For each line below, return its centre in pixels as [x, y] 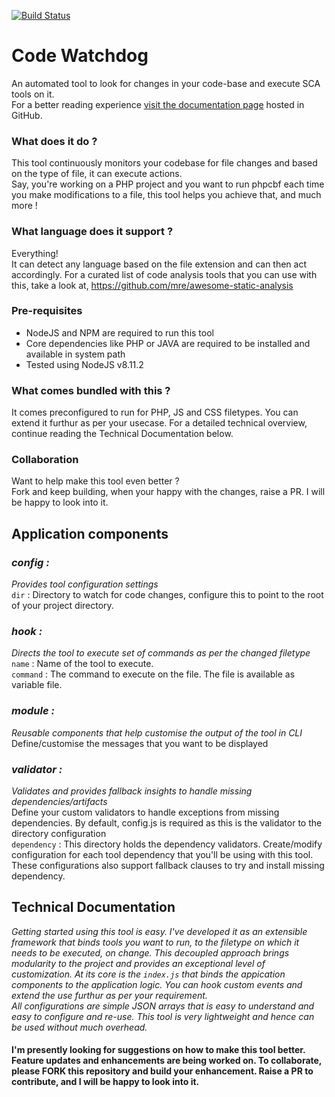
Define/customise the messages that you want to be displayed [140, 743]
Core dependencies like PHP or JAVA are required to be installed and [168, 343]
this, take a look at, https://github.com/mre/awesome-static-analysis [152, 285]
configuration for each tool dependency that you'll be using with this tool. [162, 854]
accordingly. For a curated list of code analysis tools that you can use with [164, 274]
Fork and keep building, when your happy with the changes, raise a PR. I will [168, 492]
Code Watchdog [80, 56]
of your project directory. [62, 606]
